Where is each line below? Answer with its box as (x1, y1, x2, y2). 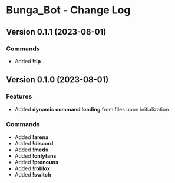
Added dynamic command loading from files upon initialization (14, 106, 169, 113)
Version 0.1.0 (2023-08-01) (6, 74, 109, 85)
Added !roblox (14, 165, 51, 172)
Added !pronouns (14, 158, 59, 165)
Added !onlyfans (14, 152, 57, 159)
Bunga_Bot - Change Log (6, 4, 131, 17)
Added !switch (14, 171, 51, 178)
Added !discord (14, 140, 54, 147)
